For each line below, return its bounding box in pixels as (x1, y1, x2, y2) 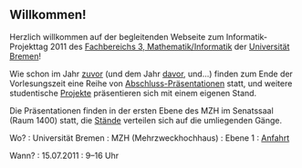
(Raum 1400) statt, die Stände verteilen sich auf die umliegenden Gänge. (9, 114, 283, 125)
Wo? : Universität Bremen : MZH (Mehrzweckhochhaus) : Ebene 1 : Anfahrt (9, 132, 290, 143)
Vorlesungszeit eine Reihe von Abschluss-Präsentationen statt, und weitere (9, 77, 293, 89)
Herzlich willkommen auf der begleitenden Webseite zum (9, 31, 224, 42)
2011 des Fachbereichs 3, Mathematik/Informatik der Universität (49, 41, 290, 52)
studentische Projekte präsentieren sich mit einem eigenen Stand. (9, 87, 257, 98)
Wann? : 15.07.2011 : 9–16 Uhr (9, 150, 120, 161)
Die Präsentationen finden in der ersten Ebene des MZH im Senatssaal (9, 104, 274, 116)
